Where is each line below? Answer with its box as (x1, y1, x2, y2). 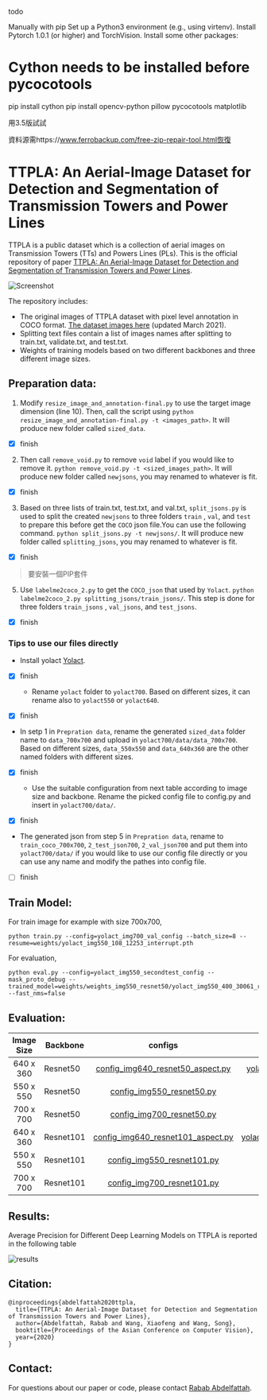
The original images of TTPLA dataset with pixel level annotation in (19, 312, 238, 321)
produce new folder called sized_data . (19, 423, 145, 432)
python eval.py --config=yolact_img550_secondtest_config (8, 969, 204, 977)
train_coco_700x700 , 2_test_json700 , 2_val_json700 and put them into (19, 840, 248, 850)
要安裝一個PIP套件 (27, 568, 88, 579)
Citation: (8, 1278, 52, 1291)
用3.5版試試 (8, 118, 47, 127)
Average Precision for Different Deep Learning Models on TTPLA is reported (8, 1230, 257, 1239)
